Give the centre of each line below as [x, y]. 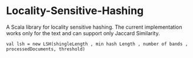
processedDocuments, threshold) [46, 49]
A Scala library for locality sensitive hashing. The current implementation [94, 27]
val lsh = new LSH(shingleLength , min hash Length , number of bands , [97, 44]
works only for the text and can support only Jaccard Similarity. [83, 33]
